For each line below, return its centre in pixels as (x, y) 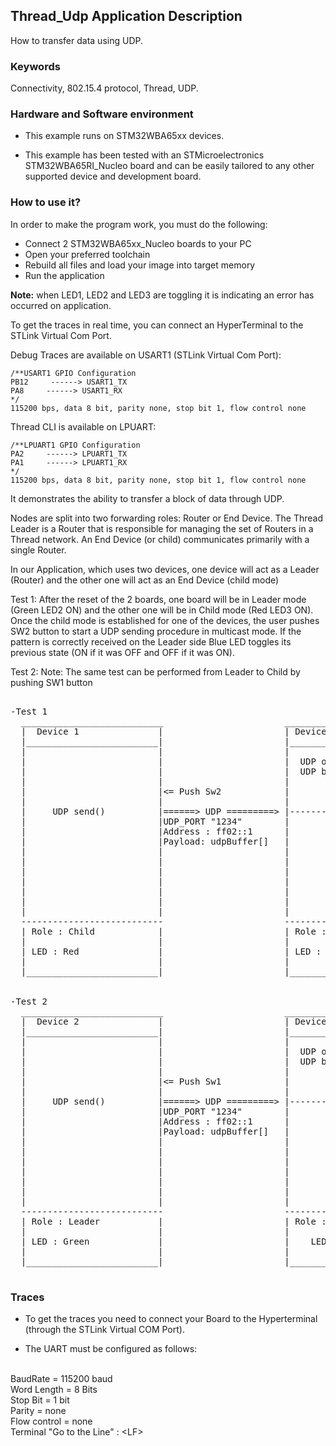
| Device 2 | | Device (173, 1021)
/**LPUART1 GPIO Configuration (75, 445)
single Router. (38, 550)
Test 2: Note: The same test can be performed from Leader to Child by (155, 671)
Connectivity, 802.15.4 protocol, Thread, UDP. (104, 88)
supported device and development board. (113, 176)
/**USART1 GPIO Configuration (73, 373)
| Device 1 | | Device (173, 731)
